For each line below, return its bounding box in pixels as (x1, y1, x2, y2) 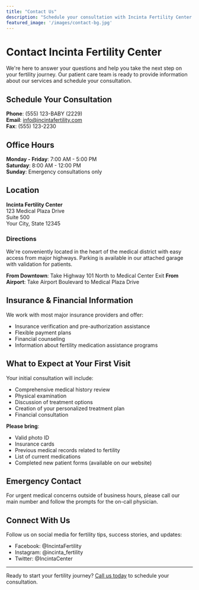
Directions (6, 234, 37, 243)
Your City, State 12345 (6, 220, 61, 227)
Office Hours (6, 140, 54, 150)
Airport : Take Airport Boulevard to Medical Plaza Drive (6, 279, 140, 286)
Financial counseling (14, 335, 65, 342)
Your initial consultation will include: (6, 374, 94, 382)
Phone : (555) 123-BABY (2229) (6, 110, 83, 117)
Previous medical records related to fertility (14, 446, 120, 453)
